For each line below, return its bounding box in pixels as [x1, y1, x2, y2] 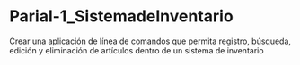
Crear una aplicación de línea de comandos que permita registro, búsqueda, [9, 36, 292, 46]
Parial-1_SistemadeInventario [9, 6, 234, 27]
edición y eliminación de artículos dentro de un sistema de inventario [9, 45, 264, 55]
